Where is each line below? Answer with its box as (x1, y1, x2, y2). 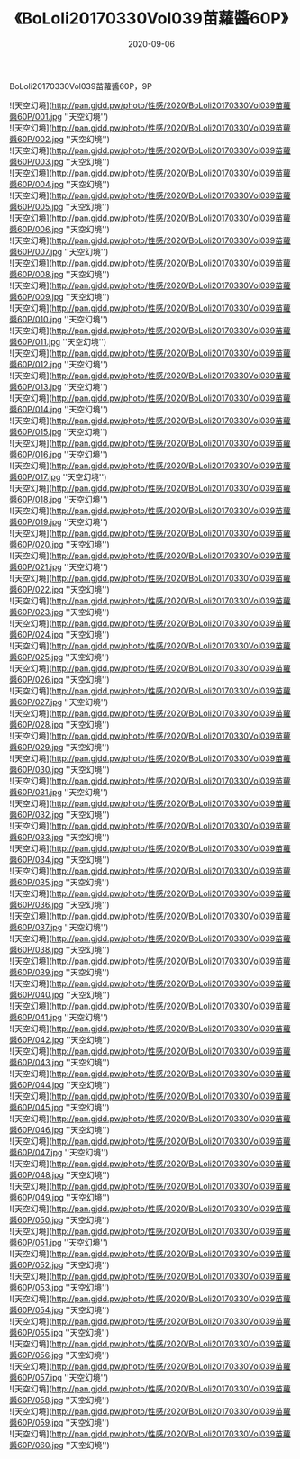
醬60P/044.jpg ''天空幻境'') (9, 1079, 111, 1090)
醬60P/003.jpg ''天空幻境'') (9, 156, 110, 167)
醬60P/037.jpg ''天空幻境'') (9, 921, 109, 932)
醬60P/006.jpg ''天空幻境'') (9, 223, 110, 234)
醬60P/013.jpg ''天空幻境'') (9, 381, 108, 392)
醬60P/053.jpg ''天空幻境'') (9, 1282, 110, 1292)
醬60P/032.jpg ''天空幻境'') (9, 809, 110, 820)
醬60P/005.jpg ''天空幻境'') (9, 201, 110, 212)
